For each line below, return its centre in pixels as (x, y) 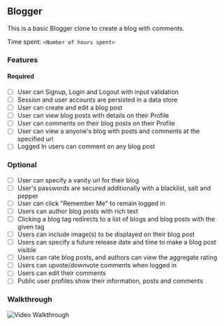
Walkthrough (30, 300)
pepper (28, 196)
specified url (35, 139)
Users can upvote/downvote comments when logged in (97, 265)
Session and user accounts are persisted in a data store (97, 100)
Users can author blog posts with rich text (77, 211)
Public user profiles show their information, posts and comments (110, 281)
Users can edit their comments (62, 273)
